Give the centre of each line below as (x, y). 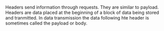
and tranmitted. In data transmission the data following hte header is (77, 18)
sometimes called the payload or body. (46, 23)
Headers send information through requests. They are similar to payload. (82, 7)
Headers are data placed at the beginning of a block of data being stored (82, 12)
